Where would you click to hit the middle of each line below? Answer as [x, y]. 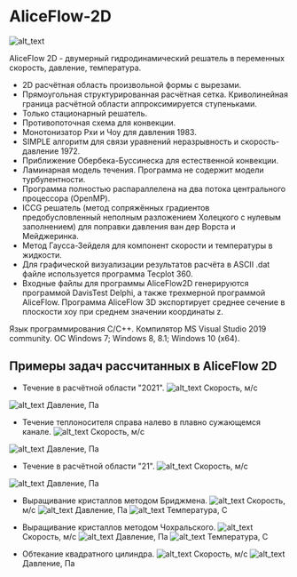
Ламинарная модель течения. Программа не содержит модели [143, 170]
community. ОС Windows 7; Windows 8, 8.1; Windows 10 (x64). [125, 338]
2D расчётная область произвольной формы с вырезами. [132, 84]
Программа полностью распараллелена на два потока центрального [154, 188]
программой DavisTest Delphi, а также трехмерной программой [144, 293]
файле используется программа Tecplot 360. [107, 274]
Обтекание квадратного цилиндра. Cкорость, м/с [135, 554]
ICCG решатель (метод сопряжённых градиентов [116, 207]
